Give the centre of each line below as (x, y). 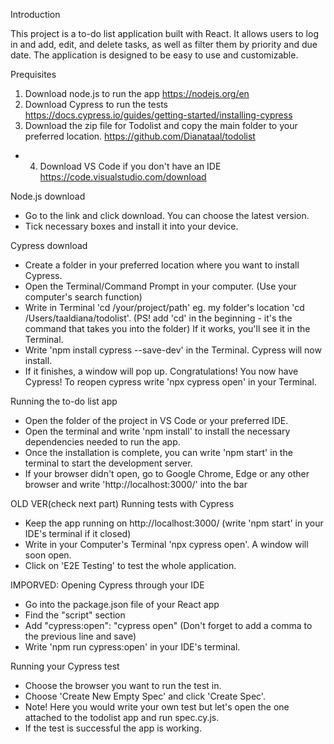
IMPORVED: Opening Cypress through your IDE (107, 585)
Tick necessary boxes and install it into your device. (131, 226)
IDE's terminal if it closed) (78, 533)
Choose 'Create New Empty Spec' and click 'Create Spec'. (145, 696)
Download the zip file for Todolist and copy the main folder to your (161, 125)
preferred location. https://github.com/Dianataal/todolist (140, 136)
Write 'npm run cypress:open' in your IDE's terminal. (132, 647)
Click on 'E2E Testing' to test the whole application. (130, 565)
